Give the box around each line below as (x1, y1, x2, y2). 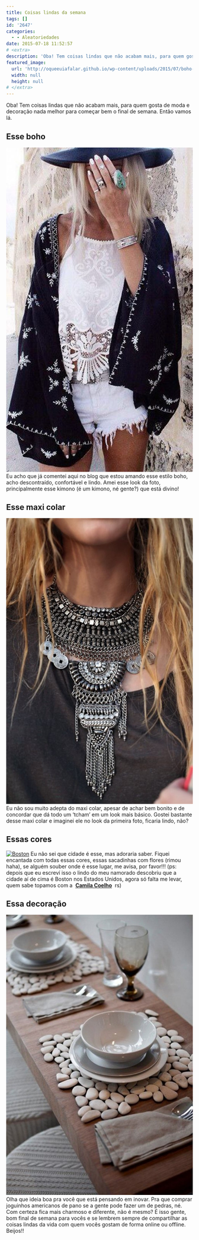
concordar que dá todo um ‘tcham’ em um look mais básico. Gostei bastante (6, 811, 192, 818)
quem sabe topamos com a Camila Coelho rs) (6, 881, 122, 889)
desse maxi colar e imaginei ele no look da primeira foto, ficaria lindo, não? (6, 817, 189, 824)
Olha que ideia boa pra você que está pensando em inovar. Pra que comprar (6, 1196, 192, 1203)
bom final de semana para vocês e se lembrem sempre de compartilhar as (6, 1215, 188, 1222)
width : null (11, 72, 41, 78)
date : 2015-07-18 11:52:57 (6, 41, 73, 47)
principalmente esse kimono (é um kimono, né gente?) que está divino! (6, 485, 179, 492)
